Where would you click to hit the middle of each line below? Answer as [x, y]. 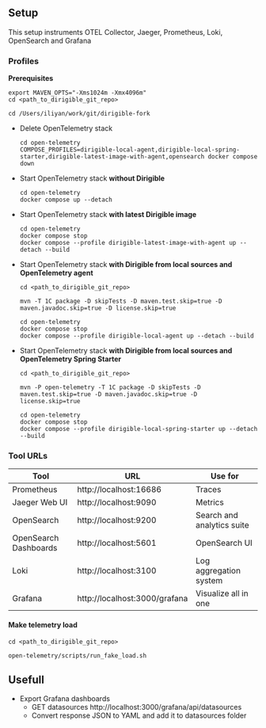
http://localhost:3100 [117, 571]
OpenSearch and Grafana [50, 40]
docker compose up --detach [66, 200]
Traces [208, 490]
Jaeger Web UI [40, 502]
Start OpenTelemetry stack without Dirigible [92, 178]
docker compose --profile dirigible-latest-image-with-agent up [128, 243]
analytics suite [222, 525]
